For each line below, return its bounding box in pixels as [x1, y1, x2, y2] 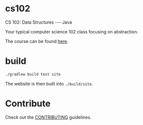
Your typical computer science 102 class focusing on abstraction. [5, 29, 139, 34]
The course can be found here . [5, 38, 68, 44]
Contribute [5, 98, 51, 109]
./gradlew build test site [5, 72, 61, 77]
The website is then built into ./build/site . [5, 81, 93, 87]
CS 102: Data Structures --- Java [5, 19, 72, 25]
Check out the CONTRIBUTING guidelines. [5, 114, 92, 120]
